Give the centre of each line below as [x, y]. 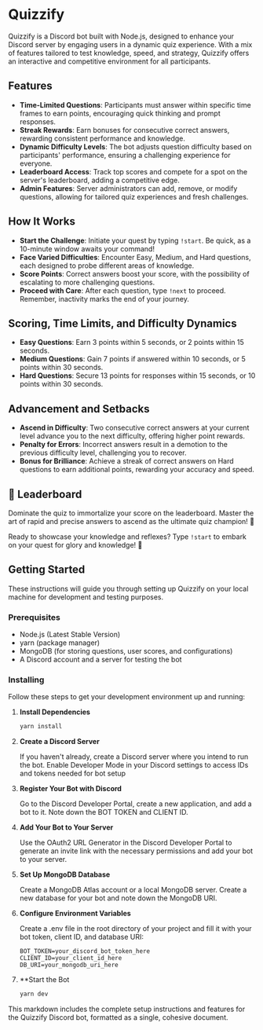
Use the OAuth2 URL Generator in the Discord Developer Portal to [126, 843]
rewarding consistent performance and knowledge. [102, 138]
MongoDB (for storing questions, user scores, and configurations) [126, 651]
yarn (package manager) [60, 643]
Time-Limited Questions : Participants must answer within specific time [135, 104]
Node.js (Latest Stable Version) [70, 635]
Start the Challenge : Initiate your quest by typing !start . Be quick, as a [135, 240]
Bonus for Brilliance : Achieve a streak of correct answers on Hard [126, 461]
